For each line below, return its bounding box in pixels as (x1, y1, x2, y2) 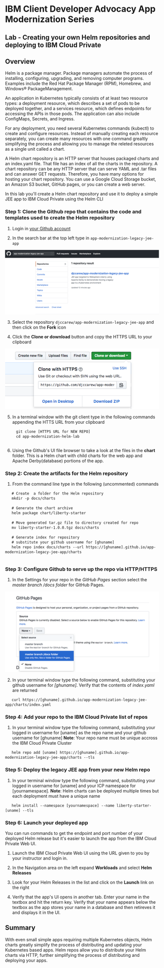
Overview (5, 57, 36, 65)
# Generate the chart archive (11, 506, 73, 511)
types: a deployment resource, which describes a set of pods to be (5, 100, 140, 106)
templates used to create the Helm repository (5, 215, 115, 221)
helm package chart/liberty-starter (11, 511, 86, 515)
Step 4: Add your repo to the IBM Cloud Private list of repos (5, 713, 148, 720)
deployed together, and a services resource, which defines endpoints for (5, 106, 151, 112)
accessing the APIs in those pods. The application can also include (5, 111, 140, 117)
